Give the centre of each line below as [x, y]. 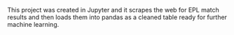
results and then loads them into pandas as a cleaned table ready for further [117, 17]
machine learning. [33, 24]
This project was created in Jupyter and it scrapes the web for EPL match [113, 10]
